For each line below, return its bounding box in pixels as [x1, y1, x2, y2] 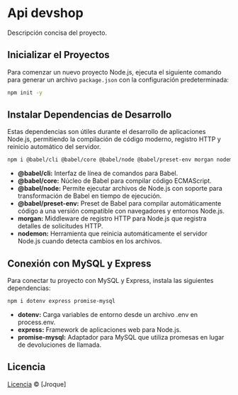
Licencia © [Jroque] [7, 379, 67, 388]
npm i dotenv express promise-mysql [7, 298, 115, 305]
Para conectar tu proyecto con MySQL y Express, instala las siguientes [7, 277, 214, 285]
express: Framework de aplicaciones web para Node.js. [17, 326, 182, 334]
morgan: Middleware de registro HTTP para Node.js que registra [17, 214, 207, 223]
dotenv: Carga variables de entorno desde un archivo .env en [17, 311, 198, 318]
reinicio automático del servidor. [7, 143, 101, 151]
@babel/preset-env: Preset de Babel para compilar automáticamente [17, 199, 222, 208]
